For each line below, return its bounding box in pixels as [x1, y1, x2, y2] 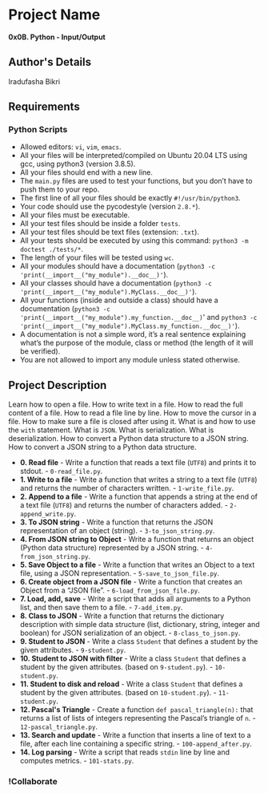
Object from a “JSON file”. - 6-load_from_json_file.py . [19, 585, 200, 595]
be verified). [19, 346, 61, 356]
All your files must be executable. [19, 210, 130, 220]
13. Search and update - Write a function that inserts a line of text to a [19, 730, 251, 740]
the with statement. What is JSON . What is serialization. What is [8, 425, 214, 435]
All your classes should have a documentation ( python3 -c [19, 278, 212, 288]
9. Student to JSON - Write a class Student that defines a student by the [19, 637, 258, 646]
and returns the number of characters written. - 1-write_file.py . [19, 483, 234, 493]
